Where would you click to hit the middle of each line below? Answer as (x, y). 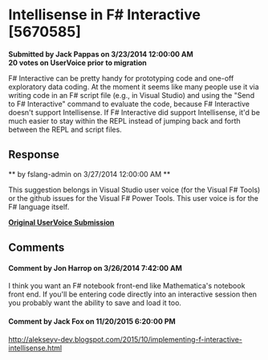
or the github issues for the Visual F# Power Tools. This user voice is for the (134, 198)
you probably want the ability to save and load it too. (95, 303)
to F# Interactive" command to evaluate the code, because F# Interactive (129, 104)
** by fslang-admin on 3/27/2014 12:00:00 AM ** (89, 174)
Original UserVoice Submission (61, 222)
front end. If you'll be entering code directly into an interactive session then (133, 294)
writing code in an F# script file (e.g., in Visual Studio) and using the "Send (132, 95)
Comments (37, 248)
